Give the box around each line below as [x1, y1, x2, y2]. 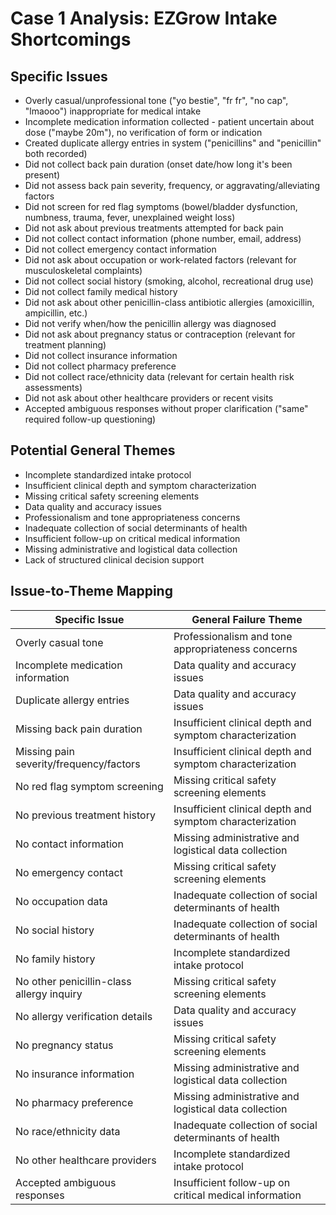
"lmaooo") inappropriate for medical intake [24, 105, 202, 117]
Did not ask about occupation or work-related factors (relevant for [24, 254, 297, 266]
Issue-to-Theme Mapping [10, 583, 173, 600]
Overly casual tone [15, 635, 104, 649]
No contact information [15, 837, 124, 851]
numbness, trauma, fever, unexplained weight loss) [24, 212, 236, 223]
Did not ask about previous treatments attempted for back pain [24, 222, 284, 234]
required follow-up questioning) [24, 413, 157, 425]
